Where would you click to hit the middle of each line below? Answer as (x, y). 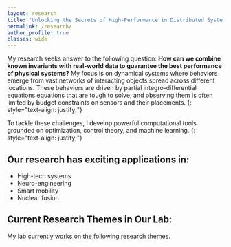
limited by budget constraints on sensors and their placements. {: (100, 103)
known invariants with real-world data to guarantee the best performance (114, 66)
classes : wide (27, 39)
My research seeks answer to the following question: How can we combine (114, 58)
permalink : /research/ (40, 26)
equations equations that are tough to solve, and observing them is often (110, 95)
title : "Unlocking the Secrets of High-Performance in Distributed (106, 20)
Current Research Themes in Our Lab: (90, 220)
